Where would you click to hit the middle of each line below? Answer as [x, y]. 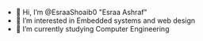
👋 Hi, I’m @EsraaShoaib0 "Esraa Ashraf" [82, 12]
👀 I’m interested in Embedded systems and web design [105, 20]
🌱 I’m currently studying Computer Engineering [92, 29]
